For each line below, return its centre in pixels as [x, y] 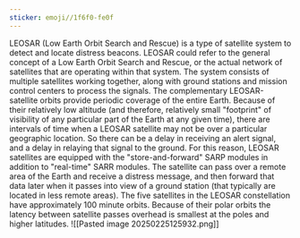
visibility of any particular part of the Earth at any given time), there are [140, 119]
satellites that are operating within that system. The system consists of [140, 72]
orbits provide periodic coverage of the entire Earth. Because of [158, 100]
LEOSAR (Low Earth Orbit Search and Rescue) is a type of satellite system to [150, 43]
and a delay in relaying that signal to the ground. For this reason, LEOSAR [144, 148]
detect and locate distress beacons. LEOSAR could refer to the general [140, 52]
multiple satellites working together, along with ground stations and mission [149, 81]
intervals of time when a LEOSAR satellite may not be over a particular [138, 128]
